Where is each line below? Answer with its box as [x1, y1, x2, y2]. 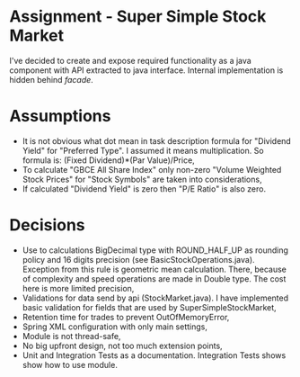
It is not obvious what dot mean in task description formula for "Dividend [22, 135, 292, 146]
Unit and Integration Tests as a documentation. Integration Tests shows [22, 349, 287, 361]
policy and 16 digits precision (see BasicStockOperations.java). [22, 254, 255, 265]
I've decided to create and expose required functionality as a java [9, 55, 251, 66]
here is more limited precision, [22, 283, 135, 293]
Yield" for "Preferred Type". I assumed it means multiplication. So [22, 145, 264, 156]
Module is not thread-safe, [22, 330, 121, 341]
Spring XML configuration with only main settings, [22, 321, 208, 332]
